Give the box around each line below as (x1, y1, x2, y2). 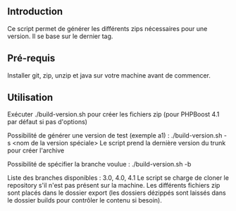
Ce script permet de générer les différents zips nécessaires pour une (7, 24, 208, 32)
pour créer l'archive (7, 146, 65, 155)
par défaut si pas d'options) (7, 118, 88, 126)
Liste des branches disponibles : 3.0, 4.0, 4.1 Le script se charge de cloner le (7, 174, 229, 182)
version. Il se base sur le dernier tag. (7, 32, 113, 40)
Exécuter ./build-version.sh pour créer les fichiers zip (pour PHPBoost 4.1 (7, 110, 220, 119)
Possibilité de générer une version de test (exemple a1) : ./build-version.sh (7, 131, 223, 140)
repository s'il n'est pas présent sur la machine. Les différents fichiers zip (7, 181, 221, 190)
